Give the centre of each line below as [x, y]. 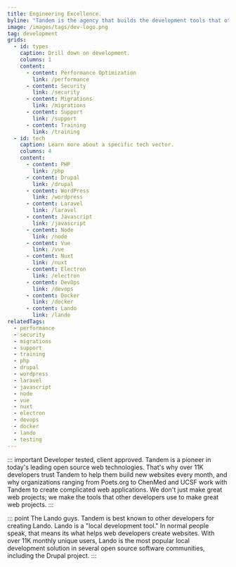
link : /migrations [59, 106]
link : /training [56, 132]
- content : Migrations [59, 99]
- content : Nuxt [50, 256]
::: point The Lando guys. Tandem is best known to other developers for [111, 518]
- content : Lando [51, 309]
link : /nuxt [50, 263]
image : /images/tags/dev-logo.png [58, 27]
